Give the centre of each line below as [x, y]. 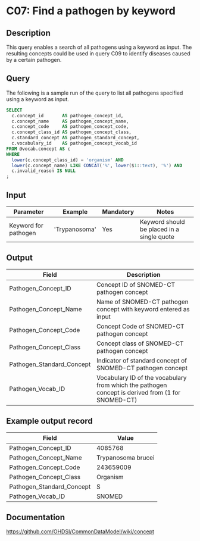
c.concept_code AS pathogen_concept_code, [70, 127]
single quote [157, 237]
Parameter [29, 212]
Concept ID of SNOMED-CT [136, 284]
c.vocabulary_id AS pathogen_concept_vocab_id [74, 143]
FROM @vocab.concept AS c [38, 149]
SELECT [14, 110]
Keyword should [162, 222]
